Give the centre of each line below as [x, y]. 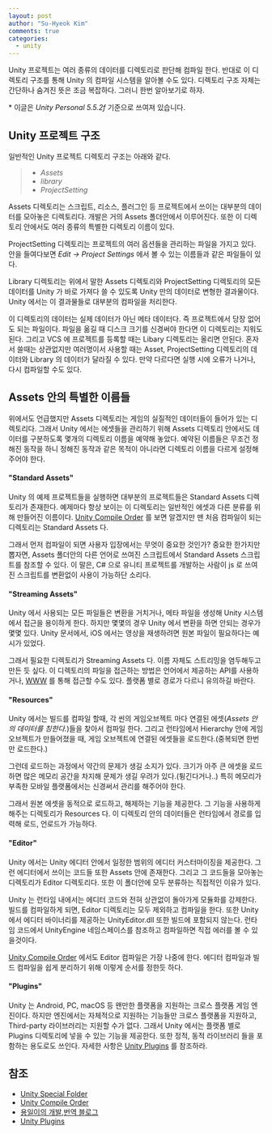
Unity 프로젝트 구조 [54, 136]
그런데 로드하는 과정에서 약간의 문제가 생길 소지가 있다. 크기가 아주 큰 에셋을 [128, 767]
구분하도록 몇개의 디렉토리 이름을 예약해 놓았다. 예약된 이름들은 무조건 [140, 439]
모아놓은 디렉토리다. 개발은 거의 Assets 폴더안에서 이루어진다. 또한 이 [133, 216]
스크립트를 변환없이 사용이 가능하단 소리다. [84, 575]
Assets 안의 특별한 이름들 [70, 397]
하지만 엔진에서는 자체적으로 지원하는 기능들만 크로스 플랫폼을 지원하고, [144, 1015]
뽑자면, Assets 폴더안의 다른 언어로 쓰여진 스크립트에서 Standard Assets [123, 554]
